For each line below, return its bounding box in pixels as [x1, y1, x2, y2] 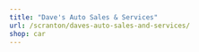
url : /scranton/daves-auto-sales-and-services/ [9, 21, 191, 30]
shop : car [9, 29, 47, 38]
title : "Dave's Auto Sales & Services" [9, 12, 159, 22]
